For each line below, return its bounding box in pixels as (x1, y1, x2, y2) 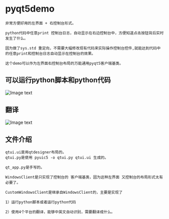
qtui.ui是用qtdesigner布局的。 (5, 150, 67, 155)
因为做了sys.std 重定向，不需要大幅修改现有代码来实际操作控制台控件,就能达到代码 (5, 46, 157, 51)
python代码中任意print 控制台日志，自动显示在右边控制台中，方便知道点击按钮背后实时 (5, 30, 164, 35)
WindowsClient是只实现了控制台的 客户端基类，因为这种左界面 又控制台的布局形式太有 (5, 175, 163, 180)
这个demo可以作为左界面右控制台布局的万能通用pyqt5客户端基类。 (5, 61, 124, 66)
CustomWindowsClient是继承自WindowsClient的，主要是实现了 (5, 190, 123, 195)
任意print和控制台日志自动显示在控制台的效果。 (9, 51, 96, 56)
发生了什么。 (5, 36, 28, 41)
